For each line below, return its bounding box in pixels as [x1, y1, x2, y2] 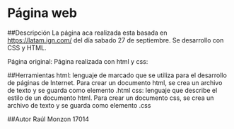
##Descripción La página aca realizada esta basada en [7, 28, 168, 37]
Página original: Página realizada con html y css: [7, 57, 148, 65]
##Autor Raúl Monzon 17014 [7, 115, 90, 123]
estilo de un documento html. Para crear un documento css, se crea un [7, 94, 214, 102]
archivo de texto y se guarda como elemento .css [7, 101, 151, 109]
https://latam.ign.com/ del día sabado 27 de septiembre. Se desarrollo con [7, 35, 224, 44]
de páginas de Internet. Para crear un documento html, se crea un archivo [7, 78, 223, 86]
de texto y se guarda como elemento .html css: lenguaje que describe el [7, 86, 218, 94]
